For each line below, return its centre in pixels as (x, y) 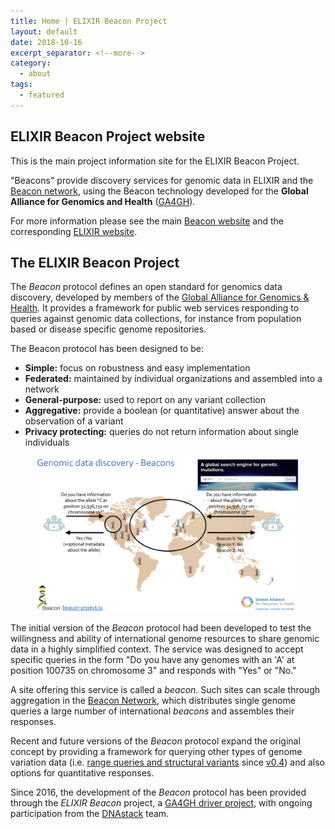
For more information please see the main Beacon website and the (147, 221)
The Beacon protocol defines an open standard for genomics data (146, 287)
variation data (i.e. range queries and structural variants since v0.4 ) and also (167, 762)
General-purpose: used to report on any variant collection (145, 400)
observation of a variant (74, 421)
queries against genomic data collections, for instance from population (156, 319)
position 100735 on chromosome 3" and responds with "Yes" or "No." (153, 670)
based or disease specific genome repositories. (108, 329)
